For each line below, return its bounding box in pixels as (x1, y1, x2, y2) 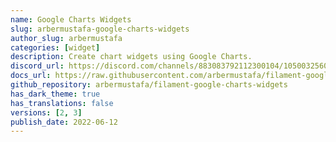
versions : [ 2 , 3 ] (10, 107, 83, 118)
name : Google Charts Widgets (10, 14, 132, 25)
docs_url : (10, 71, 52, 81)
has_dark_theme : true (10, 89, 101, 99)
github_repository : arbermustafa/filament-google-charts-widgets (10, 80, 288, 90)
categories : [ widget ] (10, 42, 101, 53)
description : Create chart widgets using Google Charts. (10, 52, 253, 62)
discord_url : (10, 61, 65, 71)
